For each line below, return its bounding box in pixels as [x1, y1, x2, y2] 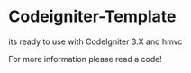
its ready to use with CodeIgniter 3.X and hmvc [8, 36, 183, 47]
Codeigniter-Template [8, 6, 177, 27]
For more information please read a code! [8, 53, 163, 64]
